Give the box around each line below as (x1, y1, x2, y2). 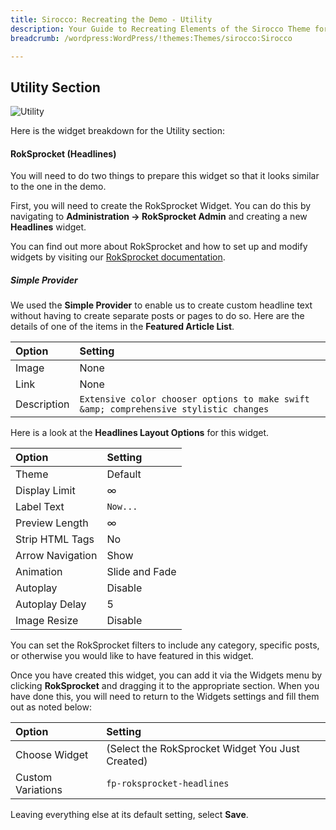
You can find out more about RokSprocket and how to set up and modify (10, 241, 308, 253)
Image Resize (15, 614, 79, 628)
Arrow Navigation (15, 549, 98, 563)
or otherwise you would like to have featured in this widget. (10, 650, 254, 662)
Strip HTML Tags (15, 532, 95, 546)
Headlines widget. (10, 221, 87, 233)
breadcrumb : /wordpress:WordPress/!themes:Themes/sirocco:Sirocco (10, 33, 293, 43)
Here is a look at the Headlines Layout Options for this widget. (10, 427, 270, 439)
